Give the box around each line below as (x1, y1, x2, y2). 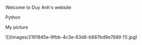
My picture (5, 24, 28, 30)
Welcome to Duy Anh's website (5, 5, 72, 10)
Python (5, 14, 21, 20)
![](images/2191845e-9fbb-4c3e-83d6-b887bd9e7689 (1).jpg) (5, 34, 137, 40)
